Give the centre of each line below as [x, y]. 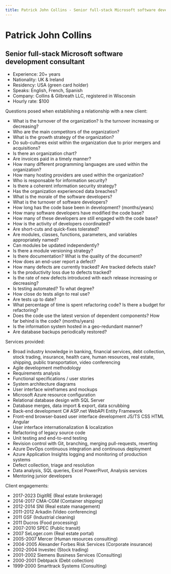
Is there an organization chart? [45, 153]
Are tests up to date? [35, 299]
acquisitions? [26, 148]
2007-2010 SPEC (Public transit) [47, 528]
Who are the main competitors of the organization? [66, 132]
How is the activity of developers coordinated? [62, 223]
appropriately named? [36, 240]
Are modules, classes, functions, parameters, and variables [75, 234]
